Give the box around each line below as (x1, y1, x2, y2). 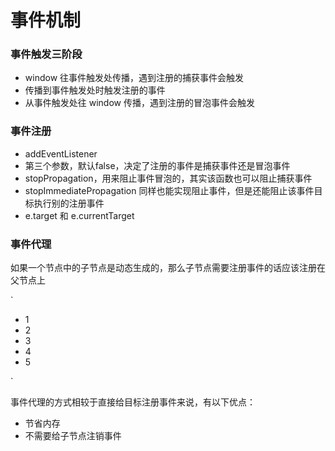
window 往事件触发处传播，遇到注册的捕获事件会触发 (24, 72, 245, 84)
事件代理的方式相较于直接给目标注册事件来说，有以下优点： (10, 396, 256, 408)
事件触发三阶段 (10, 47, 83, 61)
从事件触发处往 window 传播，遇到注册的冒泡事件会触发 (24, 97, 255, 109)
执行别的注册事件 (33, 197, 105, 209)
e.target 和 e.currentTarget (24, 209, 135, 221)
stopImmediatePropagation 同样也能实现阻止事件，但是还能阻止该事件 (24, 184, 315, 196)
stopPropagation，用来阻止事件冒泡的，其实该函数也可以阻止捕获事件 (24, 172, 313, 184)
